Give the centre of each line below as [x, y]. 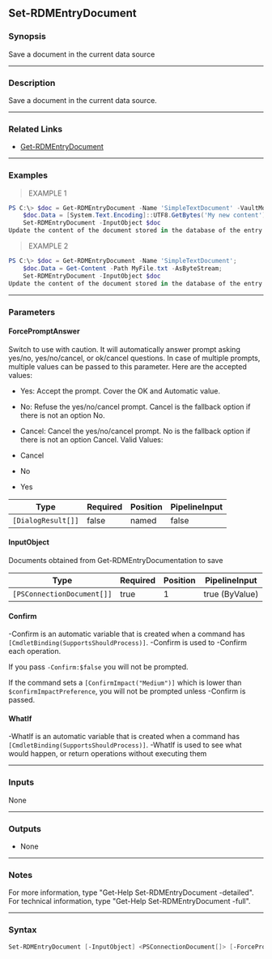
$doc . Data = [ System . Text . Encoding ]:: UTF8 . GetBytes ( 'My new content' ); [146, 215]
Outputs [25, 828]
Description [32, 83]
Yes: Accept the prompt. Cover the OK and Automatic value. [120, 391]
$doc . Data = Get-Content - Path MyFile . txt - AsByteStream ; [123, 268]
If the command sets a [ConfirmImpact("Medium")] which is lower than [125, 683]
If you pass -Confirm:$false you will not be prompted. [98, 667]
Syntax [23, 930]
